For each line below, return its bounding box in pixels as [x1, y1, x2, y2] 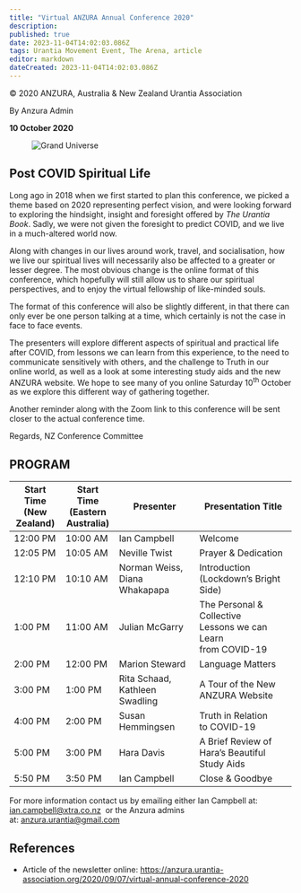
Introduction [199, 562, 251, 574]
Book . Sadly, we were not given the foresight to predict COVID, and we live [9, 218, 285, 229]
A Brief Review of [199, 735, 272, 748]
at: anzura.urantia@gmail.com [9, 814, 120, 826]
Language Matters [199, 658, 276, 670]
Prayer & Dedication [199, 547, 284, 559]
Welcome [199, 532, 239, 545]
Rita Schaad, [118, 672, 172, 685]
